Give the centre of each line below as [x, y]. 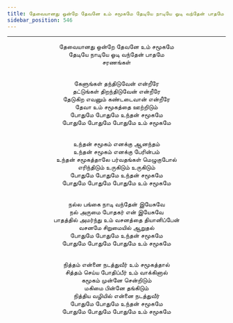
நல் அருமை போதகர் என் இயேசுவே [116, 212]
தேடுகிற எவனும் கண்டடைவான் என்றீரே [116, 99]
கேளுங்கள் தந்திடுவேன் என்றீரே [116, 83]
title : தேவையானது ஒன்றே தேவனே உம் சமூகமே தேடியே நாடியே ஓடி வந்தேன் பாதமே [115, 14]
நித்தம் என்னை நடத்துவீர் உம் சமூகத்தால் [116, 264]
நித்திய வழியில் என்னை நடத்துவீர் [116, 295]
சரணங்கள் [116, 62]
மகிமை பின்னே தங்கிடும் [116, 288]
